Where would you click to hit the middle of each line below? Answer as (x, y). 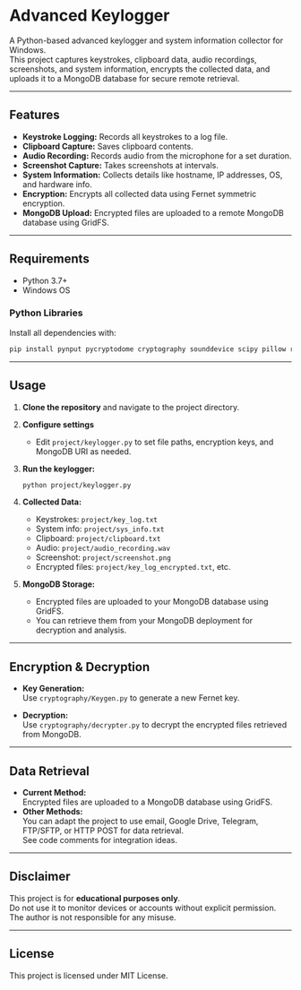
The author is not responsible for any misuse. (93, 917)
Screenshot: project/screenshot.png (103, 557)
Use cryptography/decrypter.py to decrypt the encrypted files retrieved (155, 725)
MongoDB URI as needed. (83, 451)
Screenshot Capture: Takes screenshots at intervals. (120, 165)
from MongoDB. (52, 735)
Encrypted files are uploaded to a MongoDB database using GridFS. (147, 802)
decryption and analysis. (81, 630)
